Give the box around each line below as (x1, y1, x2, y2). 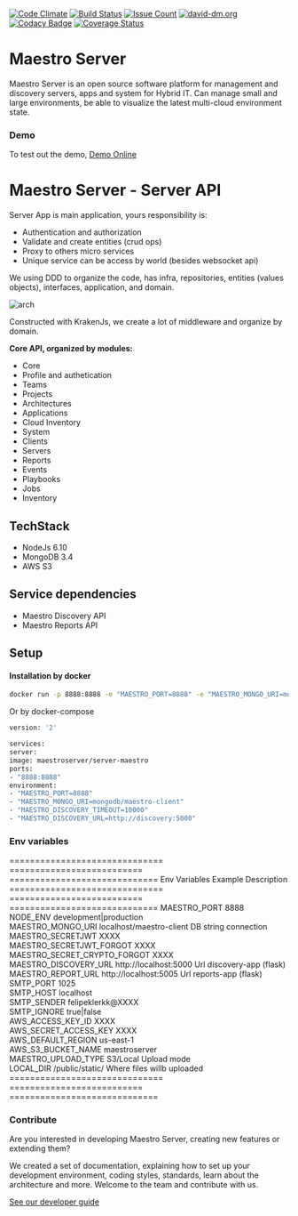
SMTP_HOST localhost (9, 987, 93, 998)
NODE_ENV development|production (9, 912, 144, 922)
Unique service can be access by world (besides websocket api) (21, 255, 259, 266)
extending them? (9, 1143, 71, 1154)
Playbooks (21, 474, 61, 485)
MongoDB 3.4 (21, 552, 74, 562)
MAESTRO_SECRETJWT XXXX (9, 930, 121, 942)
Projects (21, 389, 53, 399)
